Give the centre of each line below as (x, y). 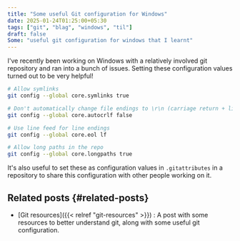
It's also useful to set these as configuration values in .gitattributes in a (115, 168)
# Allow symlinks (33, 89)
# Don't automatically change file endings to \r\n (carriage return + (116, 108)
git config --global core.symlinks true (69, 96)
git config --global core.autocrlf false (70, 115)
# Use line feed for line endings (59, 128)
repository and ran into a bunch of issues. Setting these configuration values (120, 68)
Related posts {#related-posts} (78, 198)
